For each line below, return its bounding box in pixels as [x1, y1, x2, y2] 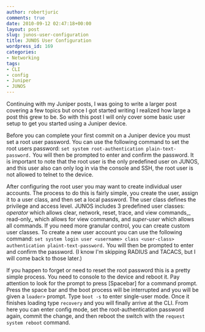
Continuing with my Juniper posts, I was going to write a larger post [6, 100, 177, 108]
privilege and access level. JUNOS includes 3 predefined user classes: [6, 202, 185, 210]
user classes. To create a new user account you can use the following [6, 229, 182, 235]
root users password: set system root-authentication [6, 145, 144, 152]
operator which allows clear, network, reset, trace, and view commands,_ [6, 209, 191, 216]
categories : [6, 49, 37, 55]
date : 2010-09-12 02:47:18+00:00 [6, 20, 92, 26]
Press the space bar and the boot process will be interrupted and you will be [6, 287, 199, 293]
